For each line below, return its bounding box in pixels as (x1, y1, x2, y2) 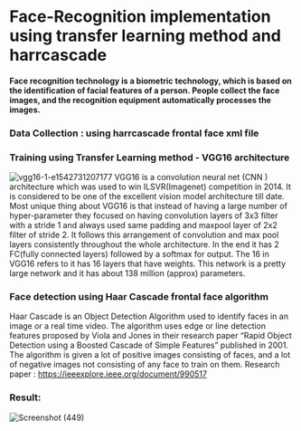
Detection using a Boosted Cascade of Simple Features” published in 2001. (9, 340, 289, 350)
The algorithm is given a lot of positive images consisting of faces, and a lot (9, 350, 291, 360)
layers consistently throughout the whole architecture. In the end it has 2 (9, 239, 280, 250)
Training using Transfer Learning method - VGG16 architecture (9, 151, 290, 164)
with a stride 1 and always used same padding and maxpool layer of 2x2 (9, 220, 277, 230)
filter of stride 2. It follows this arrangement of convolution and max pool (9, 229, 279, 240)
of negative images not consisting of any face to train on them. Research (9, 359, 280, 370)
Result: (9, 391, 42, 404)
